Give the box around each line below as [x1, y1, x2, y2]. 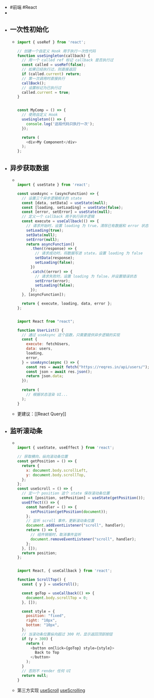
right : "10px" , [26, 618, 58, 623]
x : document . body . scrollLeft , [26, 468, 88, 473]
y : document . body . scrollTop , [26, 472, 86, 477]
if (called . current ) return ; [21, 72, 82, 77]
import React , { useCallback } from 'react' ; [17, 568, 112, 574]
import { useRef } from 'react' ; [17, 39, 86, 44]
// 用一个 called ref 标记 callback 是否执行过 [21, 58, 114, 63]
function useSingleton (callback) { [17, 53, 90, 58]
